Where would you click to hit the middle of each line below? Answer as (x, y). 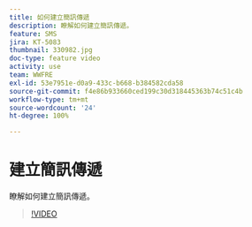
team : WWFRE (31, 75)
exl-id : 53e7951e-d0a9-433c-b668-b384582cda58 (96, 83)
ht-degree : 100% (39, 116)
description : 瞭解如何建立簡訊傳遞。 (71, 26)
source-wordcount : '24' (53, 108)
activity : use (35, 67)
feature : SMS (33, 34)
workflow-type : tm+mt (49, 99)
